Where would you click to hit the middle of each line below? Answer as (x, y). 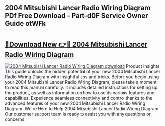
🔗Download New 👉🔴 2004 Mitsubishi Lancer (76, 44)
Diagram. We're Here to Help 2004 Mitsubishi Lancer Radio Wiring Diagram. (82, 108)
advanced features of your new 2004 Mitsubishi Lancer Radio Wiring (75, 103)
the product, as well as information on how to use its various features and (80, 93)
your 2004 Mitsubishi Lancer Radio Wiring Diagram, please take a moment (81, 82)
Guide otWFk (26, 24)
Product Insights (143, 66)
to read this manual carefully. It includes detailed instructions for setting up (81, 87)
